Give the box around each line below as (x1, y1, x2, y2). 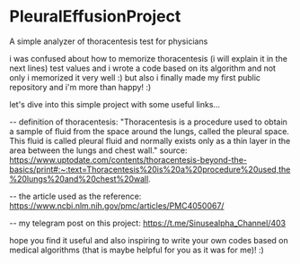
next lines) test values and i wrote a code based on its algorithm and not (9, 63, 277, 73)
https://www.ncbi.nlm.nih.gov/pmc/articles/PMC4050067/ (9, 200, 225, 211)
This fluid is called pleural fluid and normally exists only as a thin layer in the (9, 135, 291, 146)
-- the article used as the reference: (9, 191, 142, 201)
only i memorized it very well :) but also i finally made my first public (9, 72, 261, 82)
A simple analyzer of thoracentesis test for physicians (9, 36, 208, 47)
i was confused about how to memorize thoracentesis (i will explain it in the (9, 53, 287, 64)
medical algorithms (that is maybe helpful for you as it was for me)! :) (9, 244, 265, 255)
